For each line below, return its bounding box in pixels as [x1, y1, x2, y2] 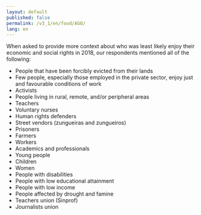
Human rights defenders [15, 113, 77, 120]
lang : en [6, 26, 29, 32]
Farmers [15, 132, 37, 139]
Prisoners [15, 125, 40, 133]
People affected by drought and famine [15, 190, 114, 198]
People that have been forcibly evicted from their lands [15, 68, 153, 75]
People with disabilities [15, 171, 73, 178]
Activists [15, 86, 37, 94]
